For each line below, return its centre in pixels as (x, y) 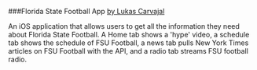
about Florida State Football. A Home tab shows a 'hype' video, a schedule (129, 35)
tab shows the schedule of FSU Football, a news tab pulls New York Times (128, 43)
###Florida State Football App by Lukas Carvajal (86, 11)
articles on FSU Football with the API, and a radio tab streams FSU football (128, 51)
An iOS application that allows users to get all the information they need (124, 26)
